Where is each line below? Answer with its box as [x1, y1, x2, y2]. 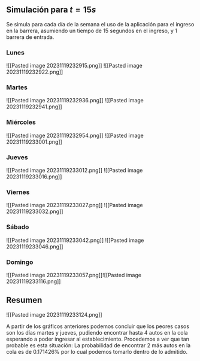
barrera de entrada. [6, 33, 54, 41]
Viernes [6, 188, 30, 196]
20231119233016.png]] [6, 173, 62, 180]
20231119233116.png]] [6, 278, 61, 285]
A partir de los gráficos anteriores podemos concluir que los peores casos [6, 323, 190, 330]
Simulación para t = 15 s [6, 5, 96, 15]
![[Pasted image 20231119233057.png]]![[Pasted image [6, 271, 142, 278]
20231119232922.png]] [6, 68, 63, 75]
